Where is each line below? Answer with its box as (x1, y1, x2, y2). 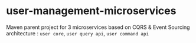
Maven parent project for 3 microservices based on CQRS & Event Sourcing (6, 24, 190, 31)
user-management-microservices (6, 4, 177, 18)
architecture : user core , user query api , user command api (6, 29, 149, 37)
